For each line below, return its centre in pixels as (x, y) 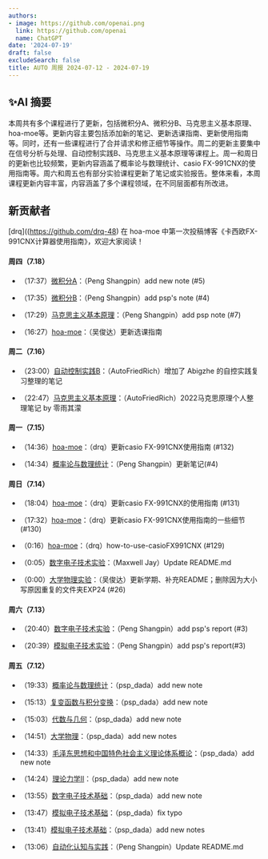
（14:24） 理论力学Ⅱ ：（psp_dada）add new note (99, 778)
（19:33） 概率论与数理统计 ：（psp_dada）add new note (111, 684)
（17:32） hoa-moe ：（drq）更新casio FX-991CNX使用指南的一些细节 (132, 520)
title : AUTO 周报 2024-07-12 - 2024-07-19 (79, 68)
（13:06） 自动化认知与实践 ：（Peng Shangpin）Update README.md (132, 846)
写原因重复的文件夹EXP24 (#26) (73, 590)
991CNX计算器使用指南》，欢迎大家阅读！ (76, 242)
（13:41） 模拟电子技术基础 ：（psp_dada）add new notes (112, 829)
